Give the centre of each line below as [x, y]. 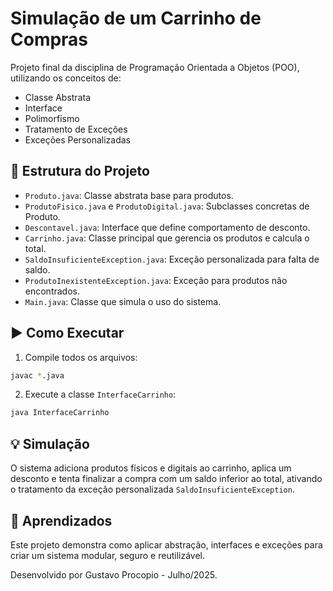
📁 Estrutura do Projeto [80, 171]
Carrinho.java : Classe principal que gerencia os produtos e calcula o [167, 238]
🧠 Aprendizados [61, 520]
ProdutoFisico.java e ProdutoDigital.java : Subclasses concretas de [167, 206]
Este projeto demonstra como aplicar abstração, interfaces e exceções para [166, 544]
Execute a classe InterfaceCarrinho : [100, 394]
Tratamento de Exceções [76, 129]
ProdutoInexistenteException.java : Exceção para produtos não [156, 280]
